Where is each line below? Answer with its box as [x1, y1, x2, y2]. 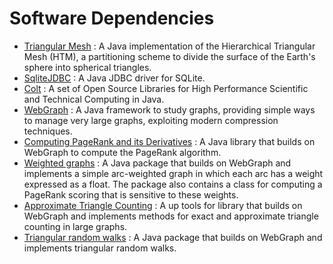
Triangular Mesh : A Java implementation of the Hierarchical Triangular [23, 40, 316, 52]
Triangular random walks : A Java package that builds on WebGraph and [23, 231, 323, 243]
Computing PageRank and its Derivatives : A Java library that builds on [23, 135, 316, 147]
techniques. [23, 125, 73, 137]
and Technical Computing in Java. [23, 93, 165, 105]
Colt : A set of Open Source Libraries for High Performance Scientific [23, 82, 309, 94]
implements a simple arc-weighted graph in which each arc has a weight [23, 167, 324, 179]
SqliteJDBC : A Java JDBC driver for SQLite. [23, 72, 206, 84]
